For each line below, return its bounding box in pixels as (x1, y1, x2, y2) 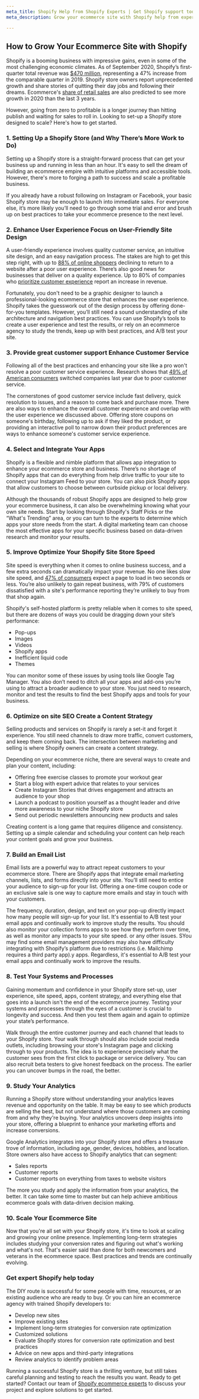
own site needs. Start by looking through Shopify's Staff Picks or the (6, 508, 174, 515)
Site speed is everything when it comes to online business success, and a (6, 561, 187, 569)
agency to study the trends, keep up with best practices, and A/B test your (6, 327, 188, 334)
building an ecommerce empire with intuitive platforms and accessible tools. (6, 168, 192, 175)
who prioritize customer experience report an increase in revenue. (6, 277, 168, 285)
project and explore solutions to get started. (6, 1386, 113, 1393)
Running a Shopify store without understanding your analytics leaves (6, 1095, 174, 1102)
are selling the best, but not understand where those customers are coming (6, 1107, 191, 1114)
